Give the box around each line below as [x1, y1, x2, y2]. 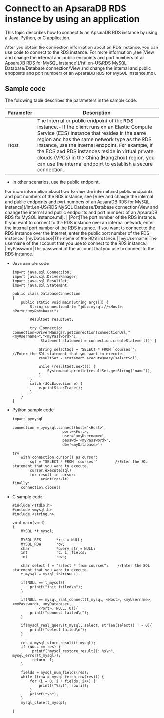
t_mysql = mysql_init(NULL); [21, 572, 81, 576]
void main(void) [12, 520, 45, 525]
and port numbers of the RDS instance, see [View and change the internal [5, 193, 154, 199]
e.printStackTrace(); [38, 385, 82, 390]
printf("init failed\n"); [30, 584, 82, 589]
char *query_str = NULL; [21, 546, 96, 551]
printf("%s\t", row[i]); [38, 683, 89, 688]
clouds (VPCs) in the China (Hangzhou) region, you [37, 154, 155, 161]
